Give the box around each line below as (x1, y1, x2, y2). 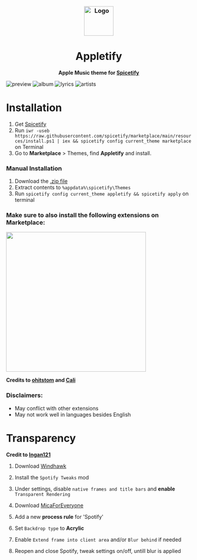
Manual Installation (6, 164, 62, 172)
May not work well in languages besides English (14, 411, 131, 418)
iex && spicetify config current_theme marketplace (62, 138, 192, 144)
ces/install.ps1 (14, 138, 55, 144)
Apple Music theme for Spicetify (58, 69, 139, 76)
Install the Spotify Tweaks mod (14, 474, 89, 481)
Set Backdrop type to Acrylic (14, 524, 84, 532)
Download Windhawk (14, 462, 66, 469)
